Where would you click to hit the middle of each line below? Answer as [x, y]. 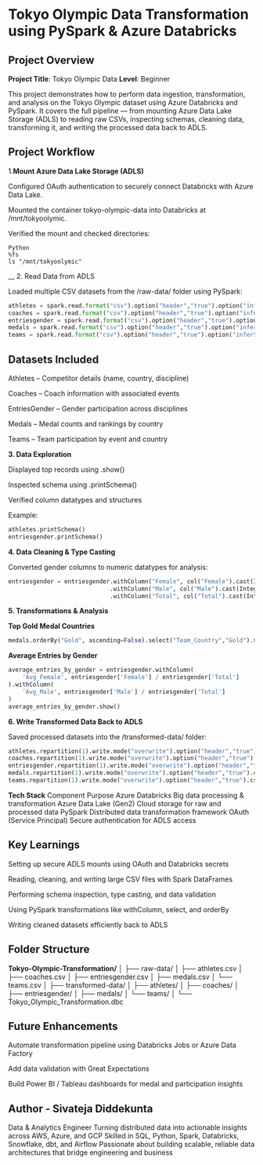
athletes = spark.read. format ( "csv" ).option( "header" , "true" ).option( [126, 305]
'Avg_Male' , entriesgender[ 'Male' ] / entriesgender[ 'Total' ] [124, 692]
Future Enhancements [63, 1026]
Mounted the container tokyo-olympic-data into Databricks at [107, 210]
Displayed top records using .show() [67, 469]
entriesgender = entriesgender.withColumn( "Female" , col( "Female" [119, 581]
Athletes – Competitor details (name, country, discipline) [99, 378]
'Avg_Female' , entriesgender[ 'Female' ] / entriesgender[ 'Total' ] [131, 677]
